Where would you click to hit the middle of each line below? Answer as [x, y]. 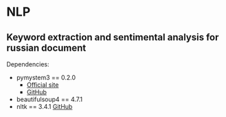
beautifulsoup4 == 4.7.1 [49, 99]
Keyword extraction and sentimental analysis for [113, 37]
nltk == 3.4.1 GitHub [44, 106]
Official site [43, 85]
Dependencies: [28, 64]
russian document [46, 48]
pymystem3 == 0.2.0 [46, 77]
